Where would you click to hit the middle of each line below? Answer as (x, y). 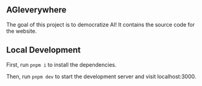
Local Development (44, 50)
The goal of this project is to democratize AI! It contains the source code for (101, 24)
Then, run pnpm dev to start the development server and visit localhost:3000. (101, 76)
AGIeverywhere (36, 10)
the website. (22, 31)
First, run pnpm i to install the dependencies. (61, 64)
